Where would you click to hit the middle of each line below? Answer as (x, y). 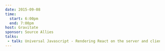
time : (11, 14)
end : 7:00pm (22, 23)
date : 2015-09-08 (23, 9)
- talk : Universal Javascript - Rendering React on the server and (78, 41)
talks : (12, 37)
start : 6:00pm (24, 18)
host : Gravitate (22, 28)
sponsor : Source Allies (29, 32)
